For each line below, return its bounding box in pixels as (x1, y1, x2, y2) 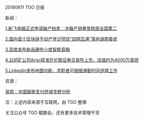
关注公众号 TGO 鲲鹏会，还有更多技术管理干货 (5, 110, 100, 116)
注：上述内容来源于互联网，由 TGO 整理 (5, 99, 87, 105)
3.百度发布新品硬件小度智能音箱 (5, 47, 71, 52)
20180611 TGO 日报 (5, 4, 45, 10)
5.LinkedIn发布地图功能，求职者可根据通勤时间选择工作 (5, 67, 118, 73)
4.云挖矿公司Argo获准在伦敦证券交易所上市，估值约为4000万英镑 (5, 57, 139, 63)
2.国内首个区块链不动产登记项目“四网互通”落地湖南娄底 (5, 36, 118, 42)
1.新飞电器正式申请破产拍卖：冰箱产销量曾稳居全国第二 (5, 25, 117, 31)
